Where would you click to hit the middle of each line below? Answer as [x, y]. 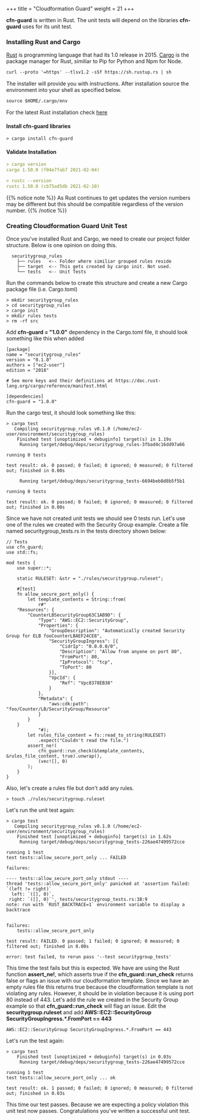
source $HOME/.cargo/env [37, 101]
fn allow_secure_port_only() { [56, 594]
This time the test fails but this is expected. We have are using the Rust [93, 968]
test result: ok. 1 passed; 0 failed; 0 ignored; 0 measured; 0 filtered [100, 1088]
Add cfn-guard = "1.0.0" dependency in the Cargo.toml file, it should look [97, 332]
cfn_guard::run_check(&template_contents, [91, 751]
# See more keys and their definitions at [60, 381]
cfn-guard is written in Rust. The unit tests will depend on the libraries [92, 20]
